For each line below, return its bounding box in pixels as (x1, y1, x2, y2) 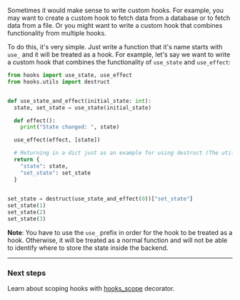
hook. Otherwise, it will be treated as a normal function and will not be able (7, 236, 228, 244)
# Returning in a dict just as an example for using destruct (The (14, 149, 219, 156)
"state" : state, (20, 162, 69, 170)
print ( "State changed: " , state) (20, 124, 120, 131)
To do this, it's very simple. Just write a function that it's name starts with (7, 43, 223, 51)
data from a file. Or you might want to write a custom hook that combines (7, 21, 223, 29)
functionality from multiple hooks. (7, 29, 106, 37)
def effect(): (14, 117, 56, 124)
